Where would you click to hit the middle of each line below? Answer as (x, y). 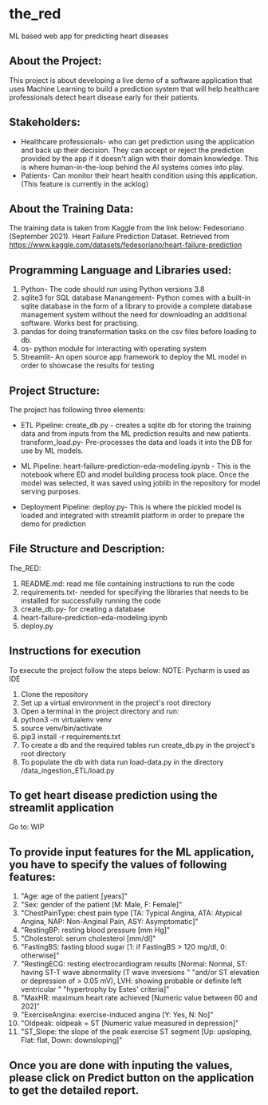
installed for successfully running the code (91, 600)
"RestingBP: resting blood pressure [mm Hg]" (95, 930)
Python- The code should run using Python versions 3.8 (113, 289)
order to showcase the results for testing (87, 366)
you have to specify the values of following (118, 865)
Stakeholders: (45, 122)
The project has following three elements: (77, 410)
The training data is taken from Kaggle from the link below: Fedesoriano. (128, 228)
